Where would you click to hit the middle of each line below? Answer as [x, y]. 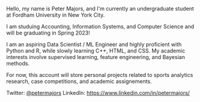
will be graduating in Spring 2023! [48, 33]
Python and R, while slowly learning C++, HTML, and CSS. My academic [96, 51]
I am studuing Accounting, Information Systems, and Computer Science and [100, 27]
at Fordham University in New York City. [56, 15]
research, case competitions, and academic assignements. [79, 81]
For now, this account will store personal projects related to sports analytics [100, 75]
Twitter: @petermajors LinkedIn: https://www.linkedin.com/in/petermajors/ [98, 93]
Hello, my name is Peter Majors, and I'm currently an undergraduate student [100, 9]
